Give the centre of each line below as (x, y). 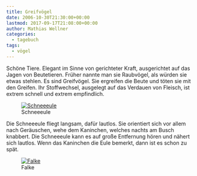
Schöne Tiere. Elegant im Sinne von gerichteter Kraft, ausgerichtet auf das (98, 68)
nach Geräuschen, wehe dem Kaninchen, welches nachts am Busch (90, 130)
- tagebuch (25, 40)
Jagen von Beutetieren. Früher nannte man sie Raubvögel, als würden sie (97, 74)
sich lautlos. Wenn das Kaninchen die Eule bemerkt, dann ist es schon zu (97, 143)
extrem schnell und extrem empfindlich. (55, 93)
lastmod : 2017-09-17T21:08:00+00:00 (52, 23)
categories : (21, 34)
